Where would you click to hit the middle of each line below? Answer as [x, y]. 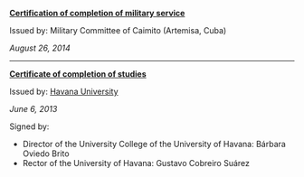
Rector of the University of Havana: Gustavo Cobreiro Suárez [136, 163]
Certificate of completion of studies [78, 74]
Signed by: [29, 126]
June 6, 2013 [33, 109]
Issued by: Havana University [64, 91]
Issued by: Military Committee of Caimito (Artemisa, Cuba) [118, 30]
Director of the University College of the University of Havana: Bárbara [154, 144]
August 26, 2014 [40, 48]
